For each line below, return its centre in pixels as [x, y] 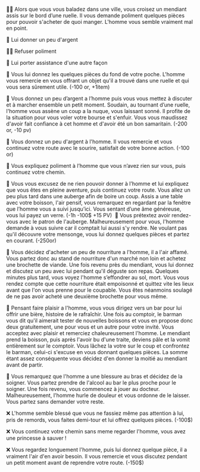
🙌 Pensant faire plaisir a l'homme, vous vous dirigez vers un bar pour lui [94, 308]
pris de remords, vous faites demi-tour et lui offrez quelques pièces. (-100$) [100, 420]
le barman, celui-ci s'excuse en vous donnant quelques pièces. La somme [97, 352]
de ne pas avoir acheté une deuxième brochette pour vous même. [87, 296]
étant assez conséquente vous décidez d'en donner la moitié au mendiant [97, 358]
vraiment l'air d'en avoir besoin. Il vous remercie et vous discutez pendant [97, 456]
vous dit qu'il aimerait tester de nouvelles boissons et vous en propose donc [100, 321]
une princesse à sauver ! [36, 438]
